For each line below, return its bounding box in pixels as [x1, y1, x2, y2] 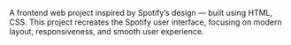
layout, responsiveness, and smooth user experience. [9, 26, 204, 36]
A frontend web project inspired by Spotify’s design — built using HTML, [9, 8, 273, 18]
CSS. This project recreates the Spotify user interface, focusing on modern [9, 17, 282, 27]
